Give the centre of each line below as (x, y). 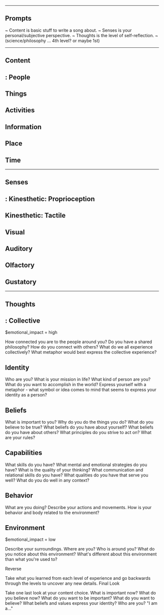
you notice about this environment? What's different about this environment (81, 554)
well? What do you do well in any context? (47, 480)
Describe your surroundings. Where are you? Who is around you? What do (80, 549)
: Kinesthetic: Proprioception (50, 199)
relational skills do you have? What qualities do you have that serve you (77, 475)
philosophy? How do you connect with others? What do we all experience (79, 347)
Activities (20, 110)
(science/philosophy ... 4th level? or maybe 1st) (52, 41)
